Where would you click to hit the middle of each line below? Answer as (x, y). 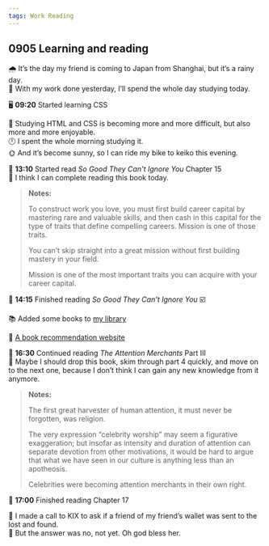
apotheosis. (48, 469)
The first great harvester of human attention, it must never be (130, 410)
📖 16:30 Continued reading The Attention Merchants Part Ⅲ (107, 353)
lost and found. (34, 525)
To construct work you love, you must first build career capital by (136, 209)
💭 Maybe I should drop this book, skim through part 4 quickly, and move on (133, 362)
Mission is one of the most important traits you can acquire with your (143, 275)
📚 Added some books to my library (67, 319)
